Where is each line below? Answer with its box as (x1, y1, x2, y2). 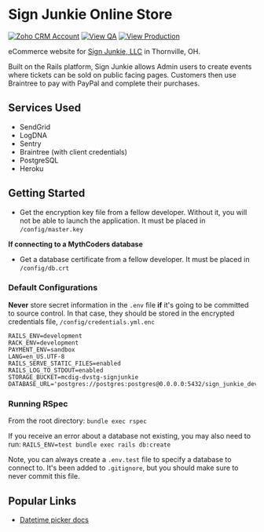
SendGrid (19, 122, 51, 131)
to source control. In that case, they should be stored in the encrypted (8, 308, 235, 318)
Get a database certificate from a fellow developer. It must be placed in (19, 254, 250, 264)
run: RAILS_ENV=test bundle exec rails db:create (8, 439, 171, 449)
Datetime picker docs (19, 515, 89, 524)
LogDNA (19, 130, 48, 140)
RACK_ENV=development (8, 339, 79, 347)
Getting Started (8, 187, 86, 200)
